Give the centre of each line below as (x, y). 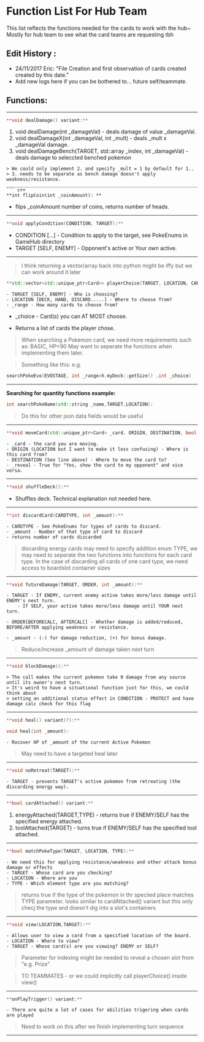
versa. (15, 470)
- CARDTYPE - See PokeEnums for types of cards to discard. (84, 526)
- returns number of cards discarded (54, 537)
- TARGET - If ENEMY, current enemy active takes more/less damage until (102, 596)
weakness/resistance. (34, 180)
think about (21, 693)
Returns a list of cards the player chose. (65, 328)
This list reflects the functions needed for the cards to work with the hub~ (99, 28)
